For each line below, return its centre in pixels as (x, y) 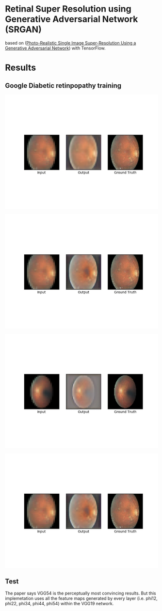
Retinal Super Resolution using (68, 9)
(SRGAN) (24, 30)
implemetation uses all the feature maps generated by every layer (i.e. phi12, (81, 598)
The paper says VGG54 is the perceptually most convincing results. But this (81, 593)
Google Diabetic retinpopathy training (63, 86)
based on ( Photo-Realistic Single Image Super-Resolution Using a (71, 43)
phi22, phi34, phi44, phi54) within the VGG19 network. (59, 603)
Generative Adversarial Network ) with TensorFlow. (55, 48)
